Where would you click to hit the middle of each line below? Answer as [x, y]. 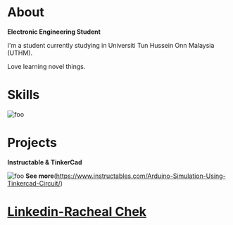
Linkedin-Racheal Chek [77, 212]
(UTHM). [20, 53]
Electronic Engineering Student [54, 32]
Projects [32, 143]
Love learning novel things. [46, 66]
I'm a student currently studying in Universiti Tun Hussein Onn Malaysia [111, 45]
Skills [24, 95]
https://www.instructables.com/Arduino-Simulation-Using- [141, 176]
